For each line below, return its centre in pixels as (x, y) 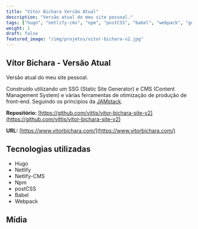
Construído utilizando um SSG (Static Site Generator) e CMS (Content (90, 89)
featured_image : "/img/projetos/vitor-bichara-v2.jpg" (75, 39)
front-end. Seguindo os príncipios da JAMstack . (64, 101)
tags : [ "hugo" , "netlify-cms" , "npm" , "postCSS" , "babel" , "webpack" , (95, 22)
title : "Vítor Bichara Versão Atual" (52, 12)
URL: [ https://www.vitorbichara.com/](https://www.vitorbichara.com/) (91, 130)
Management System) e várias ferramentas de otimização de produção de (96, 95)
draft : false (22, 34)
